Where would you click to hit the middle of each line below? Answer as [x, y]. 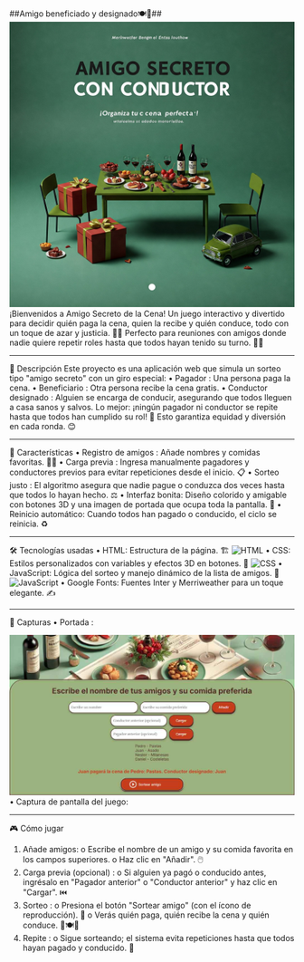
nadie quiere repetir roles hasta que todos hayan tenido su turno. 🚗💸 [137, 342]
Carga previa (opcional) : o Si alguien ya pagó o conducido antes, [144, 872]
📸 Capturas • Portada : [52, 622]
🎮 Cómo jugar [37, 828]
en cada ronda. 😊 [43, 426]
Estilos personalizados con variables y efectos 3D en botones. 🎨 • [146, 563]
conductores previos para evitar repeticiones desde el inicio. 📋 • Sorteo [144, 472]
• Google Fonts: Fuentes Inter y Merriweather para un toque [172, 582]
